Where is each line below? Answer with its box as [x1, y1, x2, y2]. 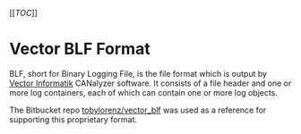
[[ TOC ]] [9, 8, 38, 18]
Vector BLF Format [9, 39, 150, 59]
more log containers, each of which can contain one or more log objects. [9, 87, 278, 97]
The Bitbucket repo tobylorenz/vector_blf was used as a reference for [9, 105, 267, 115]
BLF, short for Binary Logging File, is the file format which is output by [9, 68, 267, 79]
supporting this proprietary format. [9, 113, 137, 124]
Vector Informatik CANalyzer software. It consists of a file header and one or [9, 78, 292, 88]
